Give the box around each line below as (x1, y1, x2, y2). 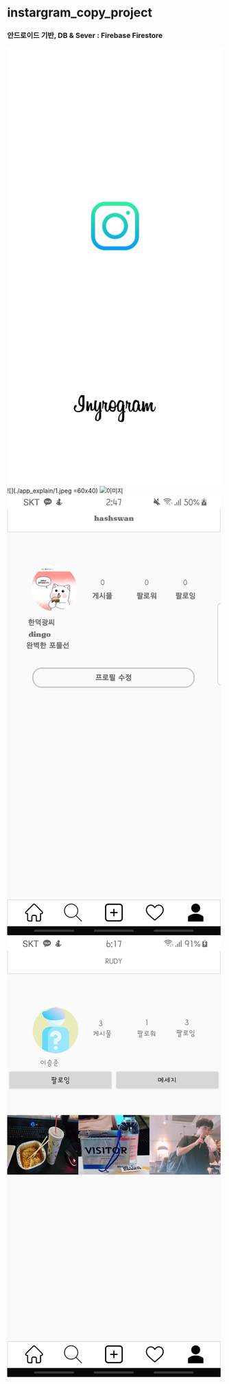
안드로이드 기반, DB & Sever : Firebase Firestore (7, 31, 163, 41)
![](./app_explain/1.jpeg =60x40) (7, 487, 98, 495)
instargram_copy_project (7, 5, 153, 21)
